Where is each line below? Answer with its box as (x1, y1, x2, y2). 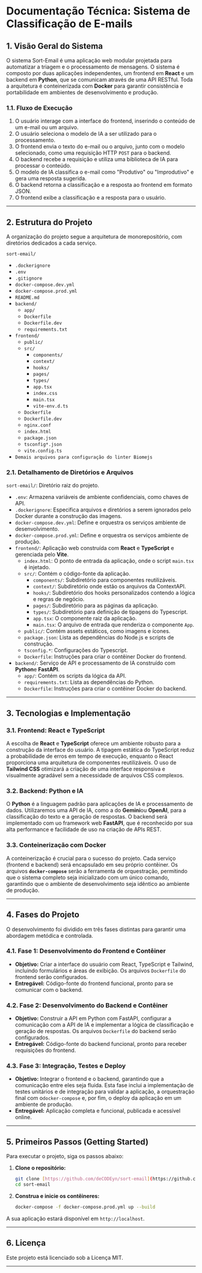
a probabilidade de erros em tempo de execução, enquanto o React (6, 753, 174, 760)
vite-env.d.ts (32, 403, 69, 409)
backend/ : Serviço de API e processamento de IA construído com (14, 659, 176, 667)
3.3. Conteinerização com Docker (6, 841, 106, 849)
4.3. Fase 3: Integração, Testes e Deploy (6, 1062, 126, 1070)
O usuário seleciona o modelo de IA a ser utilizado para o (14, 130, 157, 138)
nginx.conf (23, 423, 52, 429)
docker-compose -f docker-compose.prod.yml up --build (14, 1204, 156, 1210)
